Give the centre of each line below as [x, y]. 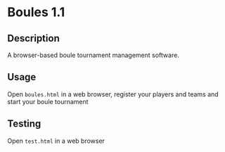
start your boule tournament [48, 101]
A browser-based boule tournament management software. [93, 55]
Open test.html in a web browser [56, 141]
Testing [24, 124]
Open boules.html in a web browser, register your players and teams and [113, 94]
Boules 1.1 [36, 12]
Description [33, 38]
